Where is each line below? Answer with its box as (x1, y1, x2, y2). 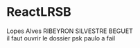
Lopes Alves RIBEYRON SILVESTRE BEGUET (6, 27, 133, 35)
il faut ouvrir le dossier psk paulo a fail (6, 34, 116, 42)
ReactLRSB (6, 4, 72, 20)
